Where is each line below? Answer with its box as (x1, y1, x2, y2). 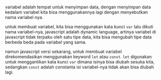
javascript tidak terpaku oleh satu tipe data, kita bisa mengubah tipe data (5, 34, 152, 40)
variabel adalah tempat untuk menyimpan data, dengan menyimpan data (5, 4, 151, 10)
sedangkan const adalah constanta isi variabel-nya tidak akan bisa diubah (5, 64, 154, 70)
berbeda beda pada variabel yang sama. (5, 39, 87, 45)
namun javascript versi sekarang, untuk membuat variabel (5, 48, 122, 54)
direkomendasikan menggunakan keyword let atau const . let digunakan (5, 54, 152, 60)
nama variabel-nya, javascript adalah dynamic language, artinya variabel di (5, 29, 157, 34)
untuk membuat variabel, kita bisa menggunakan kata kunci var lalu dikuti (5, 24, 153, 30)
